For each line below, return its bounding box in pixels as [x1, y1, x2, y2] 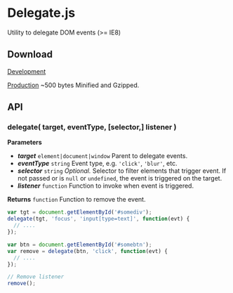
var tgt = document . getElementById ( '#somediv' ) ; [7, 209, 152, 216]
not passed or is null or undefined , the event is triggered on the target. [17, 174, 222, 183]
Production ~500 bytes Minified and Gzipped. [7, 81, 140, 89]
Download [7, 48, 53, 60]
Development [7, 67, 46, 75]
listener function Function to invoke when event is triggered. [17, 181, 194, 190]
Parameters [7, 138, 42, 147]
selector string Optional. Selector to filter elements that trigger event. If [17, 167, 227, 175]
